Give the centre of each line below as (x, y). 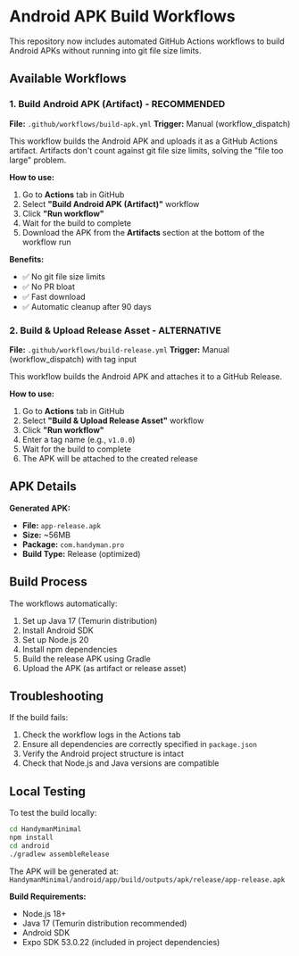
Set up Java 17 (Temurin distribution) (90, 620)
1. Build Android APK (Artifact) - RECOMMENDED (117, 104)
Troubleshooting (57, 696)
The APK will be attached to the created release (110, 458)
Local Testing (48, 791)
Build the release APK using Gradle (87, 659)
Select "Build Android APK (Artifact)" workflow (111, 204)
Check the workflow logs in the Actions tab (101, 735)
